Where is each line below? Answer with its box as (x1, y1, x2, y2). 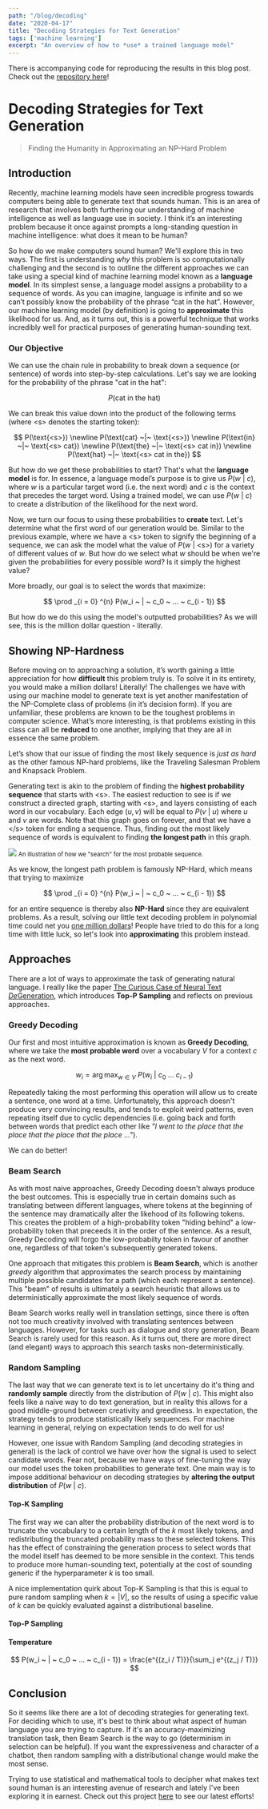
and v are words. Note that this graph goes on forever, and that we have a (8, 815, 251, 824)
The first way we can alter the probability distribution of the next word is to (8, 1517, 254, 1526)
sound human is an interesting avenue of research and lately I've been (8, 1783, 240, 1793)
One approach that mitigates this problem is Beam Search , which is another (8, 1258, 258, 1269)
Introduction (8, 166, 72, 180)
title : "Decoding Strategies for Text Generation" (8, 26, 181, 34)
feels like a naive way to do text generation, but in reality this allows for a (8, 1398, 248, 1407)
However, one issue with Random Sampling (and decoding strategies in (8, 1438, 243, 1448)
